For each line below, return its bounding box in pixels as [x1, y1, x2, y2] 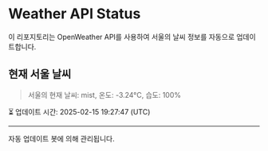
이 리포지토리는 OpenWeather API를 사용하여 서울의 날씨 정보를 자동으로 [8, 32, 235, 41]
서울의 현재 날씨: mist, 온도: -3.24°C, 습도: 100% [27, 90, 182, 99]
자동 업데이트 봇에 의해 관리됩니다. [8, 134, 115, 143]
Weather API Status [8, 5, 141, 23]
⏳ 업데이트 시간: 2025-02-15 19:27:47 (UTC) [8, 106, 151, 116]
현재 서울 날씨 [8, 68, 72, 81]
